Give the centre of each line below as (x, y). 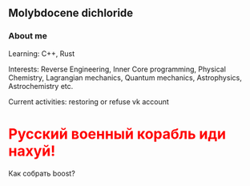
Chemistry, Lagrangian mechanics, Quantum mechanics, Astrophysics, (125, 77)
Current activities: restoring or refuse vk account (89, 101)
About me (28, 36)
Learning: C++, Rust (42, 53)
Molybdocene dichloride (71, 13)
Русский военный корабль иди (117, 133)
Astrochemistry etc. (41, 86)
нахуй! (32, 151)
